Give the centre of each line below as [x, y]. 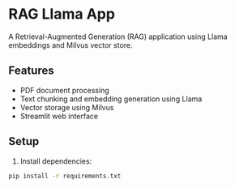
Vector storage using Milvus [67, 107]
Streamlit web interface [59, 116]
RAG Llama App [62, 14]
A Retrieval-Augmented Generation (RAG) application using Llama [118, 36]
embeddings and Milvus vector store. [70, 45]
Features [31, 71]
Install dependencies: [56, 161]
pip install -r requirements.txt [65, 176]
